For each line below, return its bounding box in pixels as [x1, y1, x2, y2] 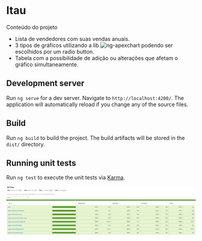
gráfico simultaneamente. [14, 61, 79, 68]
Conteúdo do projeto [6, 23, 58, 31]
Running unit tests [6, 158, 76, 168]
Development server [6, 78, 85, 89]
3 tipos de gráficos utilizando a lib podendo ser [14, 42, 173, 49]
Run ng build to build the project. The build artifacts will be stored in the [6, 134, 185, 142]
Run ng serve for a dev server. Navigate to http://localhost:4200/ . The [6, 94, 185, 101]
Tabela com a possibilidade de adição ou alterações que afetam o [14, 54, 179, 61]
